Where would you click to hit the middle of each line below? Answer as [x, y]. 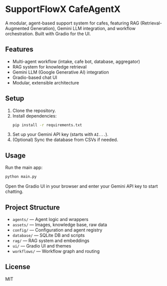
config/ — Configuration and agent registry [57, 230]
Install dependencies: [34, 115]
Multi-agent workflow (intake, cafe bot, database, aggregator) [76, 61]
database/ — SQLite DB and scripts [48, 235]
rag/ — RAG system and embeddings [51, 240]
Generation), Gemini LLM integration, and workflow [83, 28]
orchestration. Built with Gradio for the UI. [48, 33]
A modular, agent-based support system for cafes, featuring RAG [72, 23]
